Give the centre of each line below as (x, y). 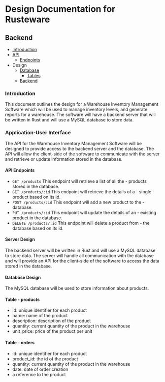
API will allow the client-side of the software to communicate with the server (82, 154)
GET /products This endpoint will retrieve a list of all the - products (79, 181)
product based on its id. (36, 197)
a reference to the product (39, 374)
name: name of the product (40, 316)
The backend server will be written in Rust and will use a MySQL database (80, 250)
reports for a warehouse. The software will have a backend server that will (81, 115)
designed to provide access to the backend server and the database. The (80, 148)
